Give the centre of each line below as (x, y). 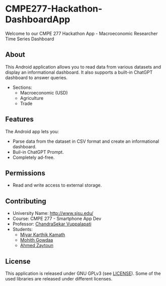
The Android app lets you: (32, 131)
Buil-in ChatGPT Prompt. (38, 152)
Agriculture (32, 98)
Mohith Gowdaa (37, 240)
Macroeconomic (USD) (44, 93)
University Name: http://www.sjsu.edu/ (53, 213)
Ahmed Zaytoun (37, 246)
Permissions (25, 173)
